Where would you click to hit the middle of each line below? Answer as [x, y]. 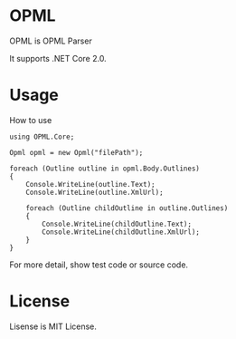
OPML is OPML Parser [51, 41]
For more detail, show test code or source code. [99, 265]
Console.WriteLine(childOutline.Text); [117, 224]
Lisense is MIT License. [53, 326]
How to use [31, 120]
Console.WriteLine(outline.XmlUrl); [95, 192]
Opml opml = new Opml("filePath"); [76, 152]
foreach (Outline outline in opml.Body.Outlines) [105, 169]
